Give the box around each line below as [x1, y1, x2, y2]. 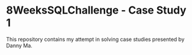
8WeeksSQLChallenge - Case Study [6, 4, 187, 17]
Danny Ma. [6, 42, 32, 49]
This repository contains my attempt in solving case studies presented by [6, 35, 185, 43]
